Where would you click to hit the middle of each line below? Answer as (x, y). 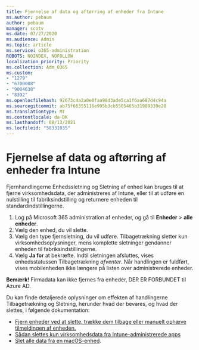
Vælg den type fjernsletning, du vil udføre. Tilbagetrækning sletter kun (101, 236)
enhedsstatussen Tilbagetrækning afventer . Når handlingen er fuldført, (102, 261)
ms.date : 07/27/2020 (32, 34)
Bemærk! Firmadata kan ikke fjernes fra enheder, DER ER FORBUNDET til (96, 279)
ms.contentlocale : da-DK (37, 117)
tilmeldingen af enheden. (45, 328)
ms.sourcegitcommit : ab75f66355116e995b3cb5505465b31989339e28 (86, 106)
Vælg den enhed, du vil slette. (51, 230)
